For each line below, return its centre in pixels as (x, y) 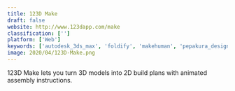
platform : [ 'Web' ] (34, 40)
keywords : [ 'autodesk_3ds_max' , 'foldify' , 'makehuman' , (92, 46)
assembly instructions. (40, 80)
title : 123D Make (33, 14)
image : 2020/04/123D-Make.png (51, 53)
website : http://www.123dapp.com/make (64, 27)
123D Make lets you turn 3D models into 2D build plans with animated (107, 72)
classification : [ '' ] (39, 33)
